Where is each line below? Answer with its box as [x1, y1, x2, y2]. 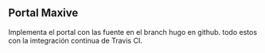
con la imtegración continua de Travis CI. [8, 36, 143, 45]
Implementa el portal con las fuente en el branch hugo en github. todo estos [8, 27, 257, 36]
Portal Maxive [8, 6, 79, 20]
